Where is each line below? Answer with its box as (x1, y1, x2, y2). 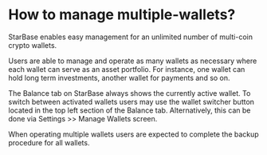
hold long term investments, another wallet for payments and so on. (8, 73, 230, 82)
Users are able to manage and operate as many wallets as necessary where (8, 56, 257, 66)
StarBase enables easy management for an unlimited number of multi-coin (8, 32, 253, 42)
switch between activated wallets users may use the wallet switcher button (8, 97, 255, 106)
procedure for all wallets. (8, 137, 90, 147)
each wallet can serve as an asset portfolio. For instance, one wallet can (8, 64, 245, 74)
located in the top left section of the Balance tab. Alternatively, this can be (8, 105, 251, 115)
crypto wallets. (8, 40, 57, 50)
